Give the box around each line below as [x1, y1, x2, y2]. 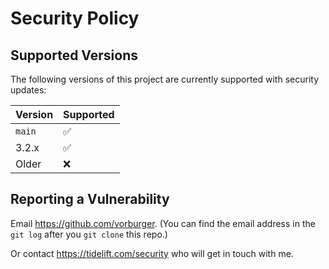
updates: [10, 84, 47, 96]
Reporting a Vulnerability [10, 191, 170, 208]
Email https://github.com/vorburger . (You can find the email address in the [10, 217, 316, 229]
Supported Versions [10, 47, 138, 64]
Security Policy [10, 7, 140, 30]
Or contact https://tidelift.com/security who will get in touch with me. [10, 247, 294, 259]
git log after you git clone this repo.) [10, 228, 168, 240]
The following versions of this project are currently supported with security [10, 73, 319, 85]
